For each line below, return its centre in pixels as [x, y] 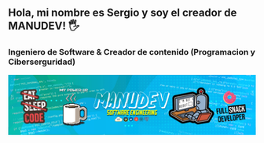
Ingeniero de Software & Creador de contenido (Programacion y [132, 52]
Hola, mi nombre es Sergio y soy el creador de [123, 13]
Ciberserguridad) [42, 62]
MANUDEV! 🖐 [44, 26]
